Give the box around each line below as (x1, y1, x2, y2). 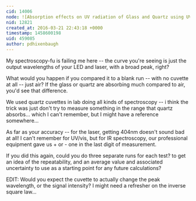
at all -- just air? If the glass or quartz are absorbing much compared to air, (6, 81, 185, 88)
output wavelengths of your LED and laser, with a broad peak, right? (6, 63, 170, 70)
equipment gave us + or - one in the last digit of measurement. (6, 141, 156, 148)
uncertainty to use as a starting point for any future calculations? (6, 164, 162, 171)
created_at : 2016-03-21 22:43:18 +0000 (6, 25, 103, 31)
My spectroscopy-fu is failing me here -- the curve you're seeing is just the (6, 57, 187, 64)
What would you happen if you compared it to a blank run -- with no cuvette (6, 74, 188, 82)
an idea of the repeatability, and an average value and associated (6, 158, 163, 165)
